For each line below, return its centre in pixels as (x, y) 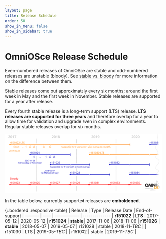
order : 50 (15, 21)
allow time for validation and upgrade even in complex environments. (76, 121)
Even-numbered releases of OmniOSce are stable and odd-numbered (77, 71)
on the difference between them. (39, 81)
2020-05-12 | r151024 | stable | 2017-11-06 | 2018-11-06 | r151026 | (90, 221)
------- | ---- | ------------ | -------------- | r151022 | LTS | (85, 216)
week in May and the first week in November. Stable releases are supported (83, 96)
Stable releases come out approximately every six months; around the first (82, 91)
